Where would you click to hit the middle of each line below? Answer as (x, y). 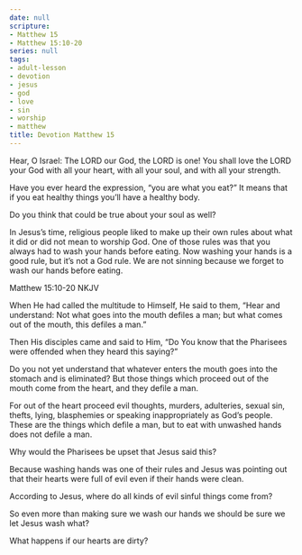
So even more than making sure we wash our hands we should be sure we (147, 514)
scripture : (30, 26)
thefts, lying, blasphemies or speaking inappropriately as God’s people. (141, 414)
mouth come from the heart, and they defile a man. (104, 387)
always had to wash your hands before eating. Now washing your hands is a (151, 251)
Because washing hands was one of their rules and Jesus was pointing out (148, 469)
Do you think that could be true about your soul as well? (113, 214)
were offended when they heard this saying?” (94, 351)
